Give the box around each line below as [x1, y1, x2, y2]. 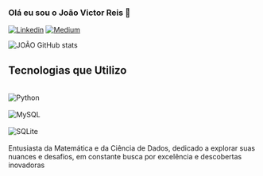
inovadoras [8, 160, 45, 170]
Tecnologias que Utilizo [8, 63, 127, 77]
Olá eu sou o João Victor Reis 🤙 [8, 7, 131, 18]
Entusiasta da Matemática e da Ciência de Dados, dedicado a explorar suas [8, 143, 256, 153]
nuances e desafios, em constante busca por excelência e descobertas [8, 152, 242, 162]
